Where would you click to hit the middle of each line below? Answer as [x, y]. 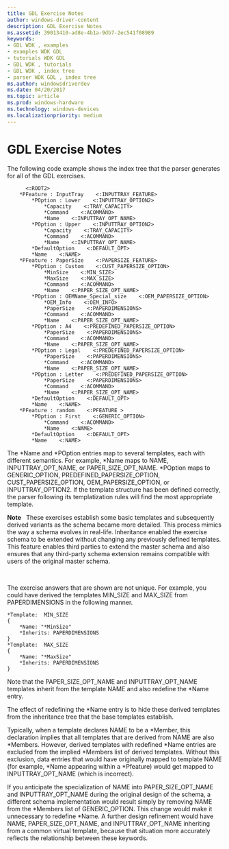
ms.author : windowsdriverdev [49, 84]
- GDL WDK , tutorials [39, 64]
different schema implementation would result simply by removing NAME [110, 801]
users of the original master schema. [59, 561]
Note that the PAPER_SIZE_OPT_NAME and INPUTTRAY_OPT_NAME [103, 681]
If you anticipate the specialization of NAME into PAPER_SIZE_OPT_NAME [110, 787]
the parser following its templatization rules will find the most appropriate [110, 497]
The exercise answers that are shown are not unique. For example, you [107, 588]
